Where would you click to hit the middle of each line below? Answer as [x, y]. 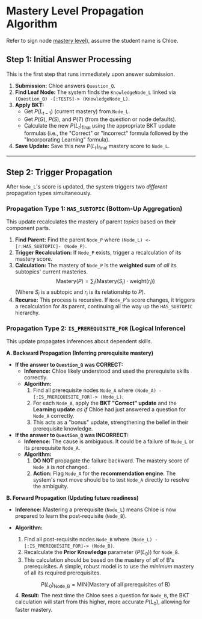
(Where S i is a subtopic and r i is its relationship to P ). [80, 293]
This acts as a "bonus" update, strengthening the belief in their [111, 422]
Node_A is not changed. [61, 467]
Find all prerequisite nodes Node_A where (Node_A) [94, 390]
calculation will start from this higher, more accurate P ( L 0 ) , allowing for [103, 602]
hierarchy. [27, 313]
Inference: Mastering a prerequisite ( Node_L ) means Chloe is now [96, 509]
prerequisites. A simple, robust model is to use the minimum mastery [109, 566]
